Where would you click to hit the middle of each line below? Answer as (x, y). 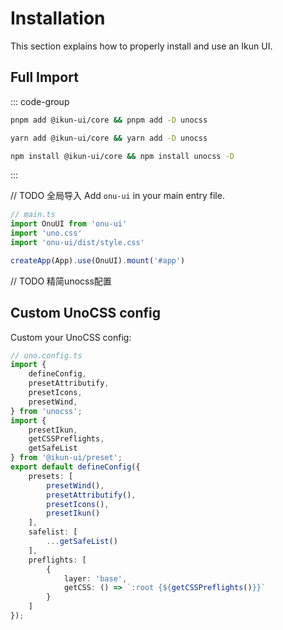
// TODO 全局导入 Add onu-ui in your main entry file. (117, 196)
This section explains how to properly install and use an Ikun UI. (141, 46)
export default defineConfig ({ (75, 467)
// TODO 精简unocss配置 (61, 281)
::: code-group (40, 101)
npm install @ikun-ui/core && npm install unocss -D (122, 156)
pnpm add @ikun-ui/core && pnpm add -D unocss (109, 120)
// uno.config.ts (46, 355)
